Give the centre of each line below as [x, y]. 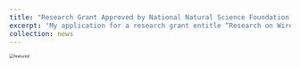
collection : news [42, 33]
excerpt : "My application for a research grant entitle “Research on [142, 26]
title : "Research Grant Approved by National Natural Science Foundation [150, 17]
